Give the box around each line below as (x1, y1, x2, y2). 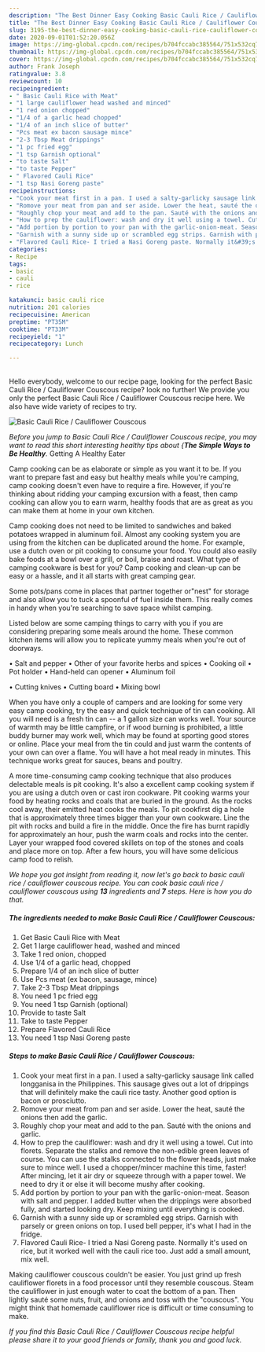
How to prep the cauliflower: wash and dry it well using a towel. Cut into (20, 1137, 254, 1148)
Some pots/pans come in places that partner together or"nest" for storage (9, 586, 250, 596)
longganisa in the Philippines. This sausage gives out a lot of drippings (20, 1079, 249, 1089)
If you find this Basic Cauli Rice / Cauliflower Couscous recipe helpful (9, 1327, 234, 1336)
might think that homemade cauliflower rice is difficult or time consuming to (9, 1303, 254, 1313)
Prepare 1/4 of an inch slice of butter (20, 966, 139, 975)
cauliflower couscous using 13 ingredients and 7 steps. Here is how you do (9, 887, 252, 896)
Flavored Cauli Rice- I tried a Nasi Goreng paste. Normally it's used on (20, 1238, 248, 1247)
